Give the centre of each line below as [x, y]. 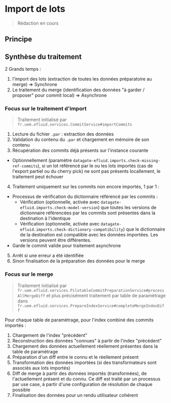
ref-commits [25, 166]
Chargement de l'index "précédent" [50, 335]
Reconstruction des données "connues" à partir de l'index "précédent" [87, 340]
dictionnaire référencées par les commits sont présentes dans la [88, 213]
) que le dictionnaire [144, 229]
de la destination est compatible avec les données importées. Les [89, 235]
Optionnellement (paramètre [42, 160]
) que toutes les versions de [127, 208]
